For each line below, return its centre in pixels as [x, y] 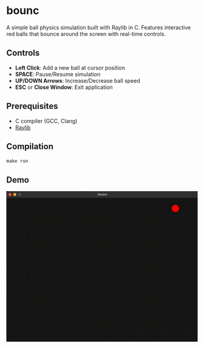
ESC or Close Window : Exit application [64, 87]
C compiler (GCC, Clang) [46, 121]
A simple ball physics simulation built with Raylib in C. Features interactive [99, 27]
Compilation [30, 146]
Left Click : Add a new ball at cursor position [70, 68]
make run [17, 161]
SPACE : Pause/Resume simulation [58, 74]
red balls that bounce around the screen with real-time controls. [86, 33]
